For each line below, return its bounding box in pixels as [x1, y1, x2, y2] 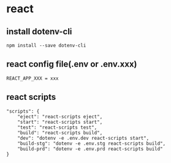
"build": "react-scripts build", [17, 129, 103, 136]
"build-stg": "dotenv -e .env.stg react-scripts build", [17, 140, 166, 146]
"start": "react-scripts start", [17, 119, 103, 125]
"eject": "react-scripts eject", [17, 113, 103, 119]
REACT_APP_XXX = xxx [6, 75, 59, 81]
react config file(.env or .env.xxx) [6, 59, 137, 69]
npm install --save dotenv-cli [6, 42, 86, 48]
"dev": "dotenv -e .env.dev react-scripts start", [17, 135, 150, 141]
